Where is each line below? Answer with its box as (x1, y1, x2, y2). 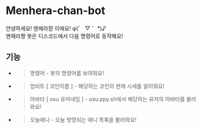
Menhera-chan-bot (5, 4, 106, 18)
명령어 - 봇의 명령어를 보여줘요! (29, 69, 104, 76)
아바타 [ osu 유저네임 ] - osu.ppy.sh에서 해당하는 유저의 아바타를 (29, 95, 186, 103)
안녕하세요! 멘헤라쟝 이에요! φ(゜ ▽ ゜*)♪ (5, 24, 106, 32)
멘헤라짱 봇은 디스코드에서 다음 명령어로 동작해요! (5, 32, 123, 40)
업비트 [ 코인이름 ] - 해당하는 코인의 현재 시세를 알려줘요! (29, 82, 165, 89)
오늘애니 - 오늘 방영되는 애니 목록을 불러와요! (29, 116, 137, 123)
